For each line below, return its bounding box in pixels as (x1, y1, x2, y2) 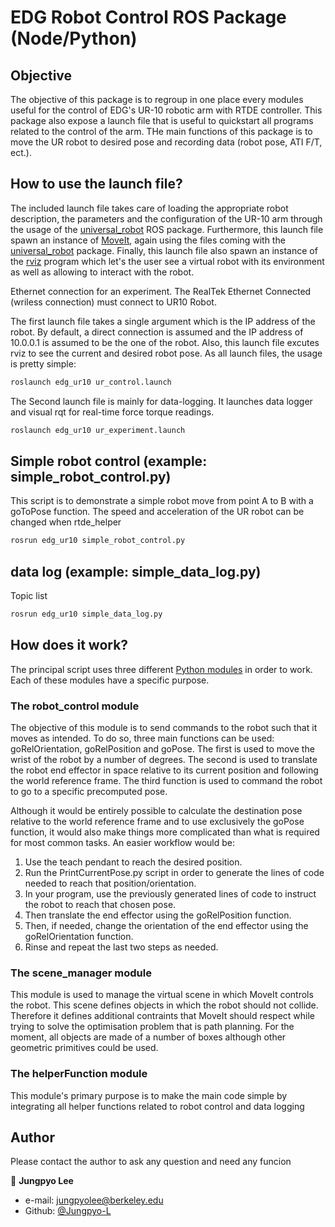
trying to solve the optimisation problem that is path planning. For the (10, 1021, 295, 1033)
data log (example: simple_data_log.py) (10, 563, 262, 580)
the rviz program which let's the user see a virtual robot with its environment (10, 255, 325, 267)
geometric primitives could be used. (10, 1042, 159, 1054)
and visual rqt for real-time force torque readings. (10, 406, 215, 418)
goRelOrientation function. (24, 931, 134, 943)
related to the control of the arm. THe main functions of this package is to (10, 126, 313, 137)
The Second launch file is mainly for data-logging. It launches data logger (10, 395, 313, 407)
